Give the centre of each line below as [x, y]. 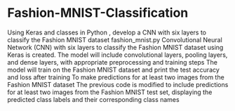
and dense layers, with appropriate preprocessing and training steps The [112, 62]
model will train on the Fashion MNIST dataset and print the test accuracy [113, 70]
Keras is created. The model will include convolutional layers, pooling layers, [117, 55]
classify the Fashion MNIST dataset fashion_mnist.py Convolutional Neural [115, 39]
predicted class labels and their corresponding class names [94, 99]
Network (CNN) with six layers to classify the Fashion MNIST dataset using [115, 47]
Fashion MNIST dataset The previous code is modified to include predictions [118, 84]
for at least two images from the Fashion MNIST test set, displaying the [110, 92]
